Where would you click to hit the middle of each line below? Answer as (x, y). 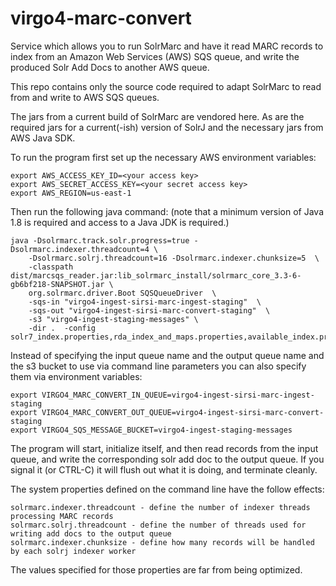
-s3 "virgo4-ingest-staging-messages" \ (113, 319)
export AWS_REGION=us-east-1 (71, 193)
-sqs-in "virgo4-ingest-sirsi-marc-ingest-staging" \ (145, 302)
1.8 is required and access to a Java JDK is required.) (120, 222)
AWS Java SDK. (43, 138)
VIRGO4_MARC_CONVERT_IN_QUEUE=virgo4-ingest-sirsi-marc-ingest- (178, 395)
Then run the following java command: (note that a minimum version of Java (167, 211)
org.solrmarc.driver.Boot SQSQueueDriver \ (122, 293)
